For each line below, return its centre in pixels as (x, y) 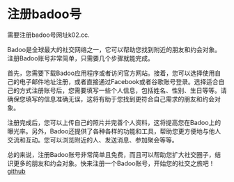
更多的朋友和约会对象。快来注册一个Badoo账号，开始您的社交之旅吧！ (114, 163)
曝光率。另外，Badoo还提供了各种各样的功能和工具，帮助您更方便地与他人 (114, 131)
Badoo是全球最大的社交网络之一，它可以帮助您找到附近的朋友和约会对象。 (114, 49)
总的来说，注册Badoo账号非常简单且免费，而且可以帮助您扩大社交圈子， (111, 154)
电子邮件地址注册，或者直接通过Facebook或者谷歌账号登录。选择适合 (119, 81)
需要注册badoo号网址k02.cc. (49, 35)
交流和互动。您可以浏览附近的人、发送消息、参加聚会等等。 (93, 140)
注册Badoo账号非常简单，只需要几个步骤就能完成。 (81, 58)
